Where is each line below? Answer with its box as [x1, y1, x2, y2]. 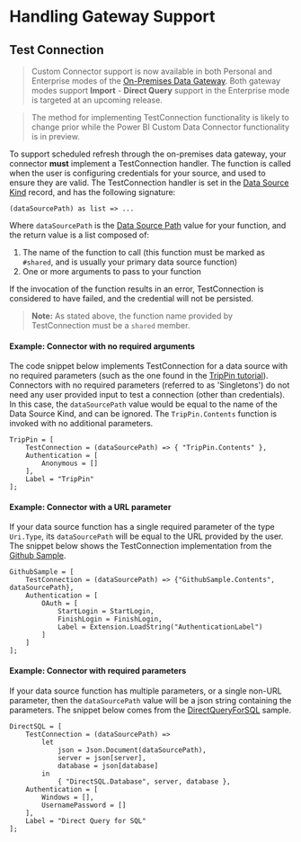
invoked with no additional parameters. [9, 418, 154, 429]
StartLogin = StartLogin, [57, 607, 155, 616]
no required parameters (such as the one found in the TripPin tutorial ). [9, 371, 269, 381]
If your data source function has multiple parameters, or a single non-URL [9, 685, 282, 696]
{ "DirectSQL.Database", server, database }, [57, 776, 231, 786]
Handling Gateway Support [9, 6, 216, 27]
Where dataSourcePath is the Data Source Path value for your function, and [9, 220, 287, 230]
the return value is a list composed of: [9, 229, 150, 240]
